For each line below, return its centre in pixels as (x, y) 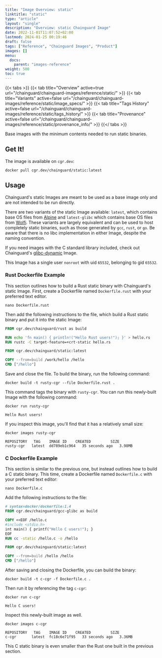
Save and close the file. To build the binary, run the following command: (78, 374)
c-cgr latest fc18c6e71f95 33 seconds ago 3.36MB (69, 637)
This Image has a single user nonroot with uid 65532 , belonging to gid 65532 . (81, 262)
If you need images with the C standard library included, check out (72, 248)
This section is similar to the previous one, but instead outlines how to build (81, 469)
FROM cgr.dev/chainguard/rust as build (46, 329)
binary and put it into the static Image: (43, 319)
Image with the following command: (41, 397)
